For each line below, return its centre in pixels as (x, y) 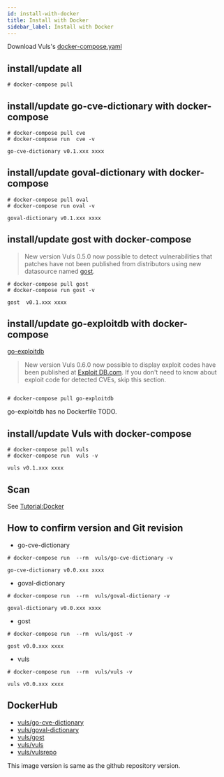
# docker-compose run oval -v (51, 206)
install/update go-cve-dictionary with (91, 106)
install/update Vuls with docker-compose (99, 434)
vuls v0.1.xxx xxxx (36, 468)
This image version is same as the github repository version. (94, 765)
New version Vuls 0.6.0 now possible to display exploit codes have (120, 365)
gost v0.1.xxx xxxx (37, 302)
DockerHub (32, 705)
